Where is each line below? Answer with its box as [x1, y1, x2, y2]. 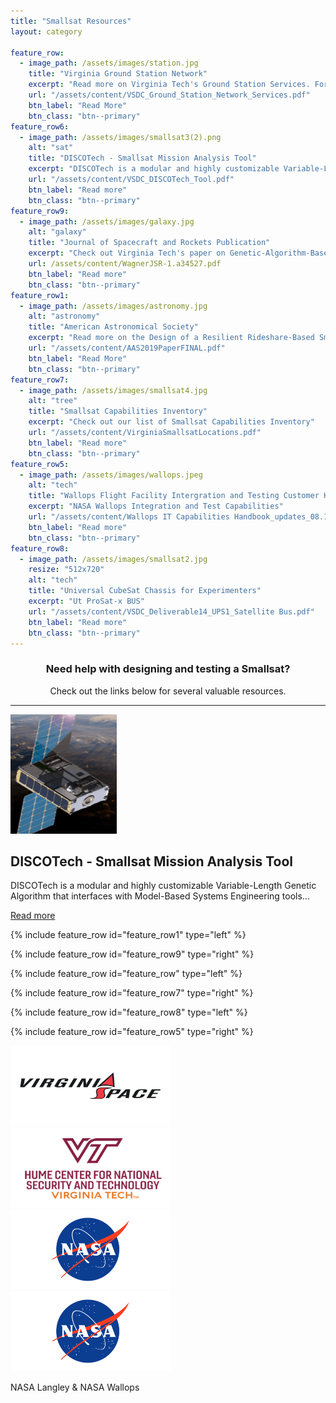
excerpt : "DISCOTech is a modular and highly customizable [28, 164, 280, 174]
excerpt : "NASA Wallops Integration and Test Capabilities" [28, 501, 284, 512]
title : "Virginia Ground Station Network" [28, 69, 208, 79]
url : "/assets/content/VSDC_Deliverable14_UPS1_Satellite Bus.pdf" [28, 606, 315, 617]
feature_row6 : [10, 121, 70, 132]
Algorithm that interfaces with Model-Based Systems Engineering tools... [10, 890, 310, 902]
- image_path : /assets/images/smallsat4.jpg [19, 385, 208, 395]
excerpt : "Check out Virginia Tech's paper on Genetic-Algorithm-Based [28, 248, 333, 259]
